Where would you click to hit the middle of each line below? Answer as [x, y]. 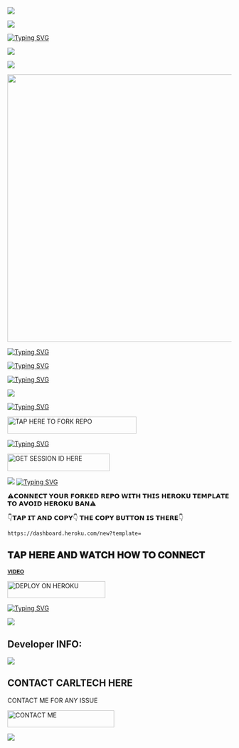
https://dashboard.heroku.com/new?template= [74, 533]
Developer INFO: [45, 644]
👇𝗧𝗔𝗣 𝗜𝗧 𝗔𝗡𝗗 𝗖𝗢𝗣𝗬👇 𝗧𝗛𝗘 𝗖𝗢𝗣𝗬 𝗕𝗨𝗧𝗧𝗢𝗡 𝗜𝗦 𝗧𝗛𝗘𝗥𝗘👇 [95, 518]
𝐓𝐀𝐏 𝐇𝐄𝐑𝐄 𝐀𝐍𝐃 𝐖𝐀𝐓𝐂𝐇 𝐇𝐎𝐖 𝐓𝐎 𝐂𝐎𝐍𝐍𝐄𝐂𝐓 [106, 555]
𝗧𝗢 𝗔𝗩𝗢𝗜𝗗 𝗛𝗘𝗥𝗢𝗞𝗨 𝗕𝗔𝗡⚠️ [52, 503]
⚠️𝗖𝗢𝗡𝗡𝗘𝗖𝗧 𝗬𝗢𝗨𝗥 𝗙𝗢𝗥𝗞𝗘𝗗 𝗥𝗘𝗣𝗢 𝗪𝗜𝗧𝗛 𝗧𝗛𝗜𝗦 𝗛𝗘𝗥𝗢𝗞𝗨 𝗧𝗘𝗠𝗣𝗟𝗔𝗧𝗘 [118, 496]
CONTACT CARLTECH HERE [70, 683]
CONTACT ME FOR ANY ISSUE [53, 700]
